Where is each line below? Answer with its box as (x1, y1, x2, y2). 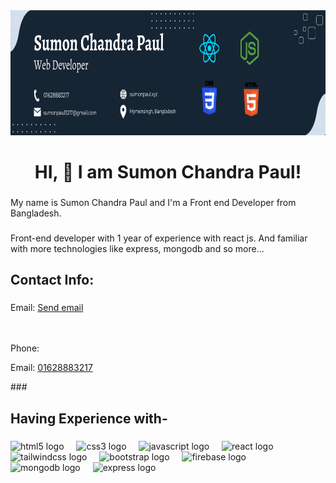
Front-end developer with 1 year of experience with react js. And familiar (10, 232, 308, 244)
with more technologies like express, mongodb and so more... (10, 243, 265, 255)
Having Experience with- (10, 410, 168, 427)
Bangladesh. (10, 207, 62, 219)
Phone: (10, 342, 40, 354)
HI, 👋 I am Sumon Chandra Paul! (34, 161, 302, 184)
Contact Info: (10, 272, 95, 289)
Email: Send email (10, 302, 84, 314)
